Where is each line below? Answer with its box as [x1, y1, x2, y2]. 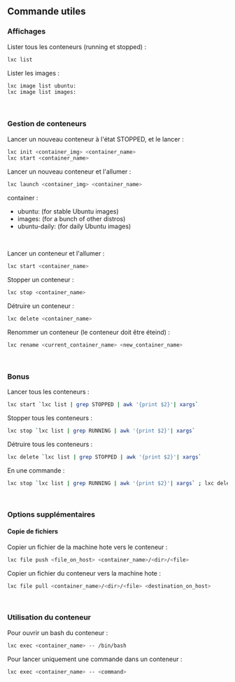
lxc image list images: [7, 89, 77, 96]
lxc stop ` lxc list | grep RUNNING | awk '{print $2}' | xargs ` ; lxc [7, 480, 215, 487]
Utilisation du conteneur [7, 613, 92, 622]
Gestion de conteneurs [7, 119, 87, 129]
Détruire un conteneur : [7, 301, 75, 310]
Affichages [7, 27, 46, 36]
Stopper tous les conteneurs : [7, 413, 93, 422]
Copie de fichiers [7, 527, 58, 536]
